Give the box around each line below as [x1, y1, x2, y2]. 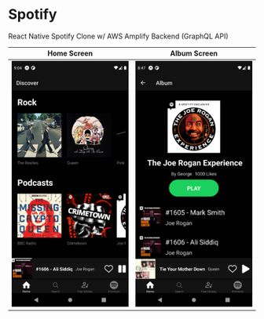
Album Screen [170, 49, 218, 58]
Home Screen [46, 49, 93, 58]
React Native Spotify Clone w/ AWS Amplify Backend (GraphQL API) [8, 31, 229, 41]
